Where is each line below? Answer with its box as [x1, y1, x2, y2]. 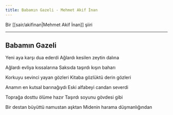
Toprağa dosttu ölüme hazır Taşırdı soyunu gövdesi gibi [5, 94, 123, 100]
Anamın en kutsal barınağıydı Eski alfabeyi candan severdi [5, 84, 129, 90]
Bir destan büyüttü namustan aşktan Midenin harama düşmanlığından [5, 104, 152, 110]
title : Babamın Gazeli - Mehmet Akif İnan [5, 7, 98, 13]
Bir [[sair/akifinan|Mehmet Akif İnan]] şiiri [5, 21, 93, 28]
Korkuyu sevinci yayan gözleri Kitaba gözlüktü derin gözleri [5, 75, 131, 81]
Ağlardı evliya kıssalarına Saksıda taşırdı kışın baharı [5, 64, 116, 71]
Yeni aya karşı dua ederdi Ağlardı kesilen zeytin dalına [5, 55, 119, 61]
